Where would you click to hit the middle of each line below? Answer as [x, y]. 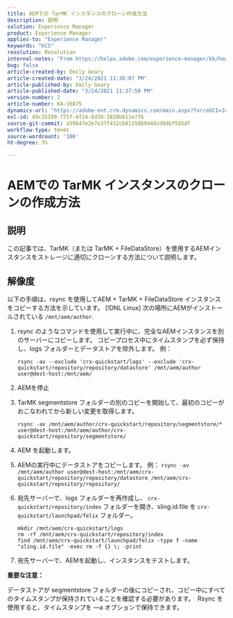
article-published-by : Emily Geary [59, 85]
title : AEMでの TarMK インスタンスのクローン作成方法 [77, 14]
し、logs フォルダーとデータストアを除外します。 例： [95, 349]
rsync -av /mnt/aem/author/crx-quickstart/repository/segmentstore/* [120, 424]
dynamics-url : [28, 110]
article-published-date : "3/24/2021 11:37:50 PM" [80, 91]
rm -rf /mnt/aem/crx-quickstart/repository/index [90, 534]
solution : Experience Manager [51, 26]
